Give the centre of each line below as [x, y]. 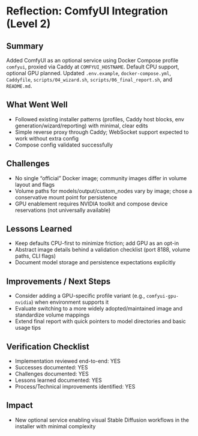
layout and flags [35, 184]
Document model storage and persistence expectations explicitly [95, 262]
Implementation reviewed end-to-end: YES [68, 361]
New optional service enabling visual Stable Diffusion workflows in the [102, 420]
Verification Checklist [48, 347]
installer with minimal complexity [55, 426]
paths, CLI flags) [35, 256]
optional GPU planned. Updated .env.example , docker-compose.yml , [88, 73]
